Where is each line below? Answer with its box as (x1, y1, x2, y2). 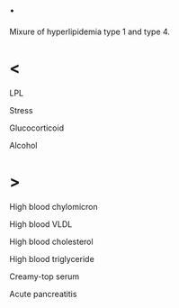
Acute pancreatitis (9, 288, 77, 299)
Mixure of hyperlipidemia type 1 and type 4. (9, 26, 171, 37)
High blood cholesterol (9, 236, 94, 247)
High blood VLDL (9, 218, 73, 230)
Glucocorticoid (9, 122, 65, 133)
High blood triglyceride (9, 253, 94, 264)
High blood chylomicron (9, 201, 99, 212)
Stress (9, 104, 33, 115)
